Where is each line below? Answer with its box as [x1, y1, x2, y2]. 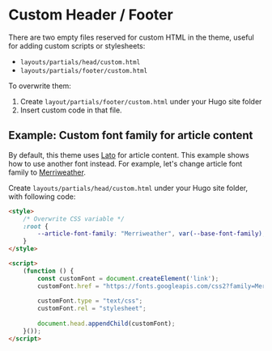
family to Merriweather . [8, 167, 87, 177]
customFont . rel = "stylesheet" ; [37, 305, 147, 313]
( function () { [23, 267, 74, 275]
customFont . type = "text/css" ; [37, 297, 143, 305]
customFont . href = [37, 281, 100, 290]
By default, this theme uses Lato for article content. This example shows [8, 150, 249, 159]
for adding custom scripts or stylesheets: [8, 40, 146, 50]
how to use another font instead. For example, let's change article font [8, 159, 243, 168]
